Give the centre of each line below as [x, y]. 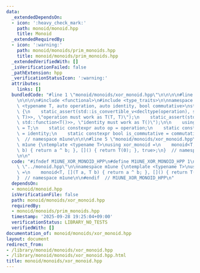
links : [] [29, 89]
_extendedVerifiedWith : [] [45, 61]
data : [13, 12]
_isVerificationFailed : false [49, 67]
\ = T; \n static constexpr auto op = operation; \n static [98, 128]
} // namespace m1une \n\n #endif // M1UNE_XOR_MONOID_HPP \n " [96, 178]
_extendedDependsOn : [37, 17]
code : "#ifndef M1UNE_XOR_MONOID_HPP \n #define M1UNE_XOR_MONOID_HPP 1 [101, 162]
